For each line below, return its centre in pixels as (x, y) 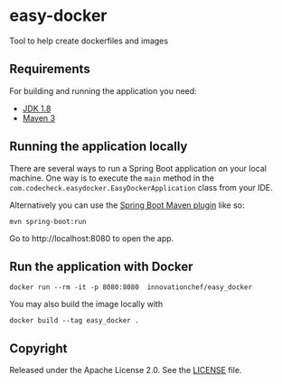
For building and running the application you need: (103, 90)
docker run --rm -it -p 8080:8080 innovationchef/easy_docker (131, 287)
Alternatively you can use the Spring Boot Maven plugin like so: (127, 205)
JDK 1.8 (37, 108)
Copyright (38, 348)
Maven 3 (39, 117)
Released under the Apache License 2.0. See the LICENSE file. (126, 370)
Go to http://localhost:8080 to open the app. (92, 238)
